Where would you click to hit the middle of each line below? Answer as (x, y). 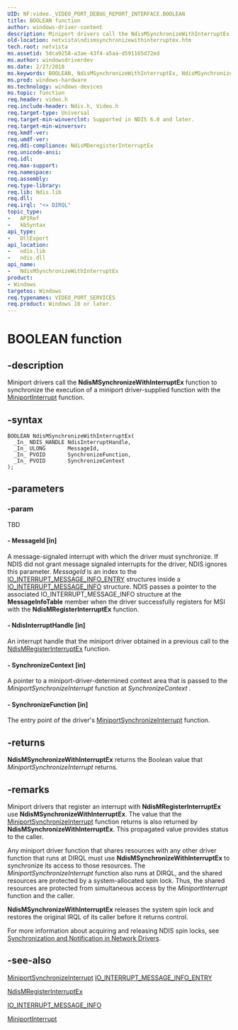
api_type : (22, 231)
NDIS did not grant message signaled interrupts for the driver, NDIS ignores (117, 564)
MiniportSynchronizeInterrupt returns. (63, 768)
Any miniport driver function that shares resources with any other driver (112, 851)
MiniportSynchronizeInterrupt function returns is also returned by (103, 822)
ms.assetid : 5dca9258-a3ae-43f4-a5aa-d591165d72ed (84, 54)
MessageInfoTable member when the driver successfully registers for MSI (116, 602)
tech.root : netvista (38, 47)
